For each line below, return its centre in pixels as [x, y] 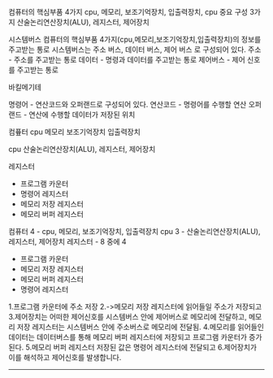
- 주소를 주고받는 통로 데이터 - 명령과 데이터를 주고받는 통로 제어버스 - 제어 [127, 60]
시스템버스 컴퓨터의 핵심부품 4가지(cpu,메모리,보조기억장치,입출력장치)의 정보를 [135, 39]
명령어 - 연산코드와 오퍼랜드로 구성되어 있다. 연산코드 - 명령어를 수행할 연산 [128, 104]
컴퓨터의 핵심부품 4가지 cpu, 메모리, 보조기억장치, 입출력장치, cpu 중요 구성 [128, 12]
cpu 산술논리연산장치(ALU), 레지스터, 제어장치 [82, 149]
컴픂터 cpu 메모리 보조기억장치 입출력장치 [74, 132]
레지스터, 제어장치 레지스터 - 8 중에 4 [68, 241]
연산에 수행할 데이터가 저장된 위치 [82, 115]
